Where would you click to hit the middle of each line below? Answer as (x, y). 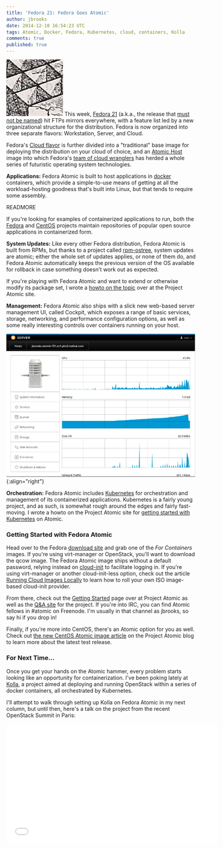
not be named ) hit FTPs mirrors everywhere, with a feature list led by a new (100, 120)
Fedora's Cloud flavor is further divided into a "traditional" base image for (98, 145)
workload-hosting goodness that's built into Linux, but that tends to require (100, 189)
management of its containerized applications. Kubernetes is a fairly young (100, 500)
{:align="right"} (25, 481)
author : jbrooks (27, 19)
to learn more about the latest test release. (59, 642)
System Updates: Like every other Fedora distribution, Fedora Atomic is (96, 244)
